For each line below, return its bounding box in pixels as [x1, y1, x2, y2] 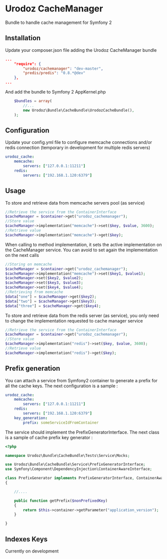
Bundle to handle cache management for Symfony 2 [5, 19, 112, 25]
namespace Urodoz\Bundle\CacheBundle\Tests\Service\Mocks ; [5, 453, 130, 458]
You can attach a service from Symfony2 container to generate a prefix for [5, 377, 158, 383]
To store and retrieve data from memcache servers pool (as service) [5, 200, 145, 206]
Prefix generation [5, 364, 61, 373]
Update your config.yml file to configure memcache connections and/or [5, 139, 153, 145]
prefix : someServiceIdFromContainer [23, 420, 99, 425]
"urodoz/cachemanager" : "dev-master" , [23, 66, 103, 71]
